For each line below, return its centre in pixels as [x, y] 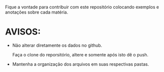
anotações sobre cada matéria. [37, 12]
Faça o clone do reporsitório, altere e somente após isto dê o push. [80, 54]
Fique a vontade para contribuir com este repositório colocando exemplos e [82, 7]
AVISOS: [23, 32]
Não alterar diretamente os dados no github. [57, 45]
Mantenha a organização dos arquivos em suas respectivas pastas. [81, 64]
